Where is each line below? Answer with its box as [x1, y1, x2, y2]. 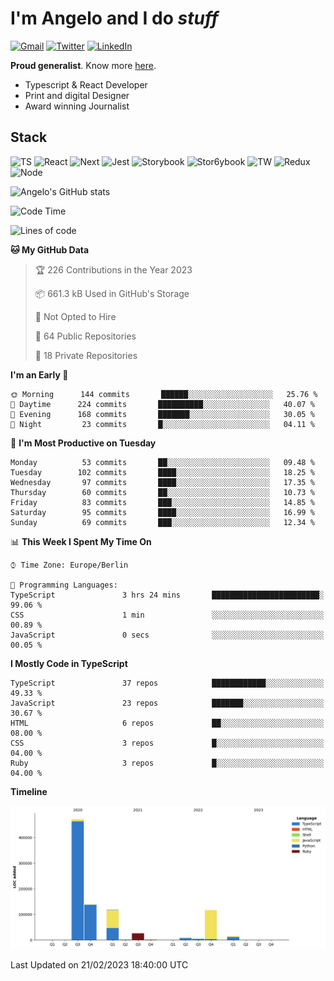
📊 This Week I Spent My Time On [10, 535, 152, 547]
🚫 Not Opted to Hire [34, 310, 117, 322]
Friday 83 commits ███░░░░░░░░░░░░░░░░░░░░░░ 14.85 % [10, 497, 315, 507]
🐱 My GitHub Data [10, 243, 90, 256]
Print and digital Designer [24, 89, 130, 101]
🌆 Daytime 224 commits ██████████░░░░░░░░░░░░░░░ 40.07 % [10, 399, 315, 409]
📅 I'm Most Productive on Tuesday [10, 437, 157, 449]
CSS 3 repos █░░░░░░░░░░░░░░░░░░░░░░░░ [10, 738, 325, 748]
